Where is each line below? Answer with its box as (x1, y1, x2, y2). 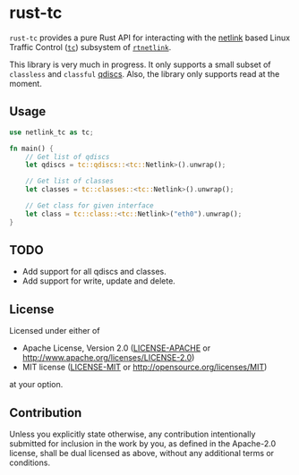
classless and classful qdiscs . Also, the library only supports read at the (9, 68, 280, 79)
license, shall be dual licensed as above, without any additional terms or (9, 448, 275, 459)
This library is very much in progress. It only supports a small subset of (9, 59, 271, 70)
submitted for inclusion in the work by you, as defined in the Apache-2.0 (9, 438, 276, 449)
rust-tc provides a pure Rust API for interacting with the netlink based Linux (9, 32, 291, 43)
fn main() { (9, 144, 54, 153)
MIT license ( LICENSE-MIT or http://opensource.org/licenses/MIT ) (21, 361, 268, 373)
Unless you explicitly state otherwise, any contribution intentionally (9, 428, 256, 440)
